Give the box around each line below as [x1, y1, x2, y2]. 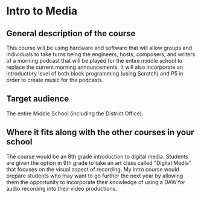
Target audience [6, 94, 69, 104]
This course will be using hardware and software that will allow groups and [6, 44, 193, 51]
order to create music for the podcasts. [6, 77, 104, 83]
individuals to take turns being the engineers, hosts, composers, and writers [6, 51, 196, 58]
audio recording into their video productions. [6, 185, 118, 192]
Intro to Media [6, 4, 78, 18]
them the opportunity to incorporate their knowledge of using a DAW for [6, 178, 185, 185]
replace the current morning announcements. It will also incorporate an [6, 63, 183, 71]
